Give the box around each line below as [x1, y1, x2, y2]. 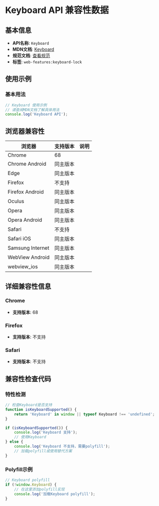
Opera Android [7, 216, 42, 223]
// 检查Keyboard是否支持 [5, 402, 52, 408]
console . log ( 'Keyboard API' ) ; [5, 112, 68, 117]
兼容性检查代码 [5, 374, 51, 383]
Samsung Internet [7, 245, 50, 252]
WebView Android [7, 254, 50, 261]
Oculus [7, 198, 24, 205]
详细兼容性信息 [5, 282, 51, 291]
